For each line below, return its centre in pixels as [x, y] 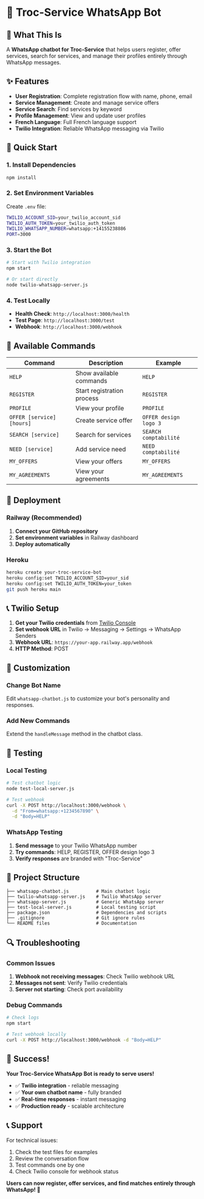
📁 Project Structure [43, 878]
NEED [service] [31, 449]
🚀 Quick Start [32, 148]
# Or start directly [32, 279]
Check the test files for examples [56, 1152]
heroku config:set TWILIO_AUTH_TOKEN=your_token [69, 583]
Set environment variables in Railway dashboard [76, 537]
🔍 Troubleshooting [43, 943]
